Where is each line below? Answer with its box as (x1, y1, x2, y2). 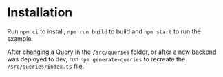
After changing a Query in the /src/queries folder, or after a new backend (7, 48, 217, 56)
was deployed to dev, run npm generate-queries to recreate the (7, 55, 186, 63)
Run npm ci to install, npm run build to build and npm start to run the (7, 27, 201, 35)
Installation (7, 5, 73, 20)
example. (7, 34, 33, 42)
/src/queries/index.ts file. (7, 62, 85, 70)
